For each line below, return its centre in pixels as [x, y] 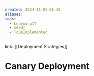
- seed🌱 [18, 28]
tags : [11, 19]
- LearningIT [23, 23]
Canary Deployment [47, 66]
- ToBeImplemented [29, 32]
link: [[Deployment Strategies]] [36, 46]
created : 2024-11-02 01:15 [33, 10]
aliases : [14, 14]
